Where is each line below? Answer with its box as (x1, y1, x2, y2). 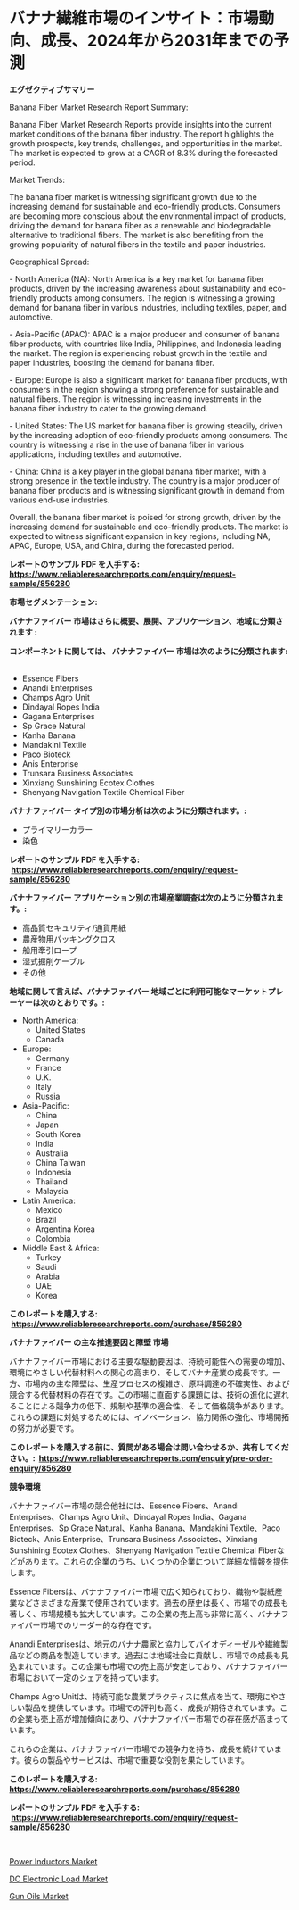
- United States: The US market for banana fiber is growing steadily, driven (9, 420, 283, 431)
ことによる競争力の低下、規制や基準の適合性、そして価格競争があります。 (16, 1400, 289, 1411)
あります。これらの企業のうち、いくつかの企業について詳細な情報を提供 (24, 1556, 289, 1566)
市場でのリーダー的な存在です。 (39, 1619, 158, 1630)
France (35, 1062, 62, 1073)
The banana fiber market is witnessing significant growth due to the (9, 191, 258, 202)
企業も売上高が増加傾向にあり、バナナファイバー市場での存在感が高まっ (16, 1713, 281, 1723)
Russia (35, 1091, 61, 1101)
